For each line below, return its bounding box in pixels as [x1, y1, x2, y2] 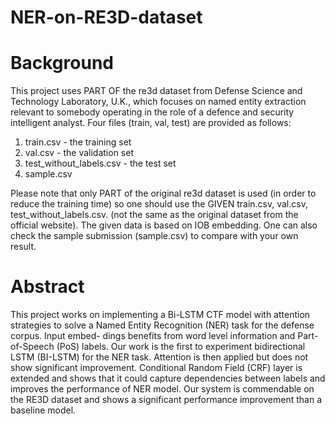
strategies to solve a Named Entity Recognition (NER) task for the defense [10, 319, 315, 331]
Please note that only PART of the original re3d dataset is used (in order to [10, 187, 317, 200]
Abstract [10, 276, 85, 298]
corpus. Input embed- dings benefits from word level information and [10, 330, 296, 342]
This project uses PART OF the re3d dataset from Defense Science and [10, 85, 303, 97]
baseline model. [10, 404, 77, 416]
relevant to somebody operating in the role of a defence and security [10, 106, 295, 118]
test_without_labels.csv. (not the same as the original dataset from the [10, 209, 299, 221]
